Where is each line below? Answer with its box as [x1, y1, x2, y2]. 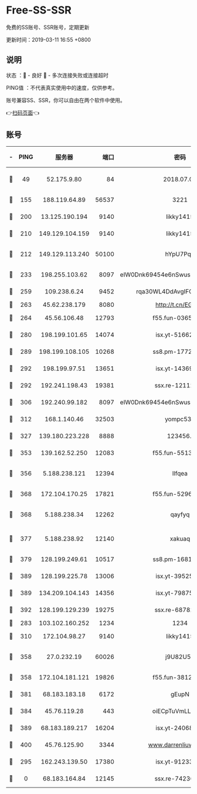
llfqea [172, 469, 188, 477]
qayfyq [170, 510, 190, 518]
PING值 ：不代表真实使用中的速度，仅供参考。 [6, 84, 118, 91]
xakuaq [169, 535, 191, 543]
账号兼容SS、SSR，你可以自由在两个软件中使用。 [6, 96, 125, 103]
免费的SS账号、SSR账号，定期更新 [6, 23, 90, 31]
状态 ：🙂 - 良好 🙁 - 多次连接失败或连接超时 [6, 72, 108, 79]
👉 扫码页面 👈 [6, 109, 40, 116]
